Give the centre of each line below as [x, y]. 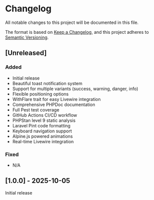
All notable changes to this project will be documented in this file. [72, 22]
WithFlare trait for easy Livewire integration [56, 99]
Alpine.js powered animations [42, 136]
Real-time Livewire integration [43, 141]
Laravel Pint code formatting [41, 125]
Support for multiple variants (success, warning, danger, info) [75, 89]
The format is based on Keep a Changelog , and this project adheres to [77, 32]
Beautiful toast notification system [47, 83]
